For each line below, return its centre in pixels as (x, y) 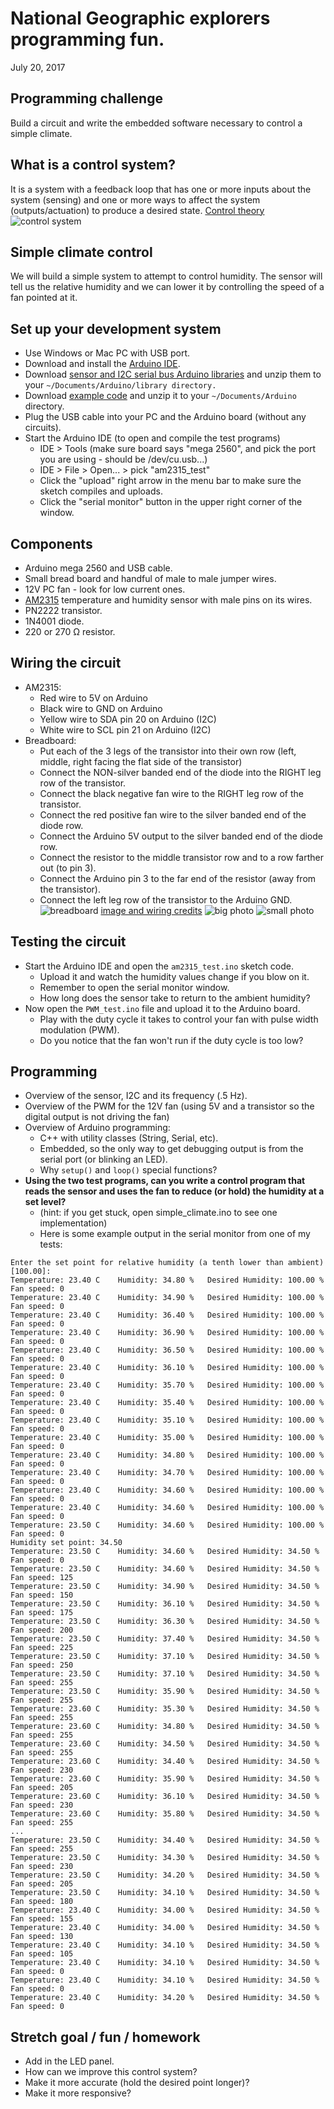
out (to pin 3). (68, 868)
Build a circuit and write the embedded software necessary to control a (156, 123)
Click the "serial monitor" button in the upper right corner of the (171, 502)
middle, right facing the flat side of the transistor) (141, 761)
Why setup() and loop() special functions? (128, 1170)
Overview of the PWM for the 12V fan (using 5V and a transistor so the (169, 1106)
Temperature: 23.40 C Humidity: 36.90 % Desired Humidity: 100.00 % (167, 1333)
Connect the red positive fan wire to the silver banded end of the (173, 814)
